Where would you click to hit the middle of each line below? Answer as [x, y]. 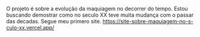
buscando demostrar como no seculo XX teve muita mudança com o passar [100, 15]
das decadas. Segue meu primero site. [54, 21]
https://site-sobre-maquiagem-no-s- [148, 21]
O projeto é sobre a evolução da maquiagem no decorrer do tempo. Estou [97, 9]
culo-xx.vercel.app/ [30, 27]
